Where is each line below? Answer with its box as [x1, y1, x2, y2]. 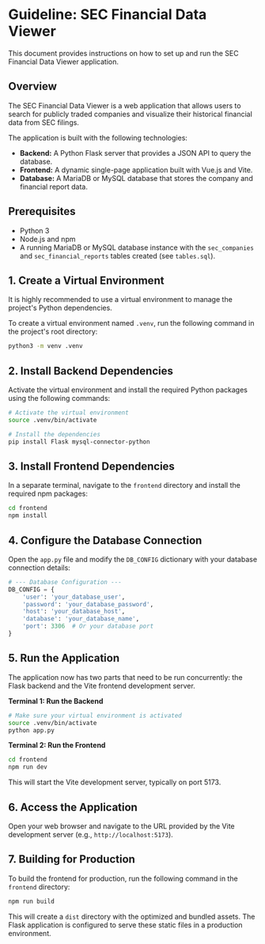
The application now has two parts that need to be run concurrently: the [8, 672, 243, 682]
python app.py [8, 726, 55, 734]
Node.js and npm [19, 234, 76, 244]
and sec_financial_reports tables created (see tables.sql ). [19, 251, 216, 260]
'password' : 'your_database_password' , [22, 600, 154, 608]
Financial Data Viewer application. [8, 57, 119, 66]
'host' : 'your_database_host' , [22, 607, 126, 616]
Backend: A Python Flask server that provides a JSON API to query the [19, 148, 252, 157]
